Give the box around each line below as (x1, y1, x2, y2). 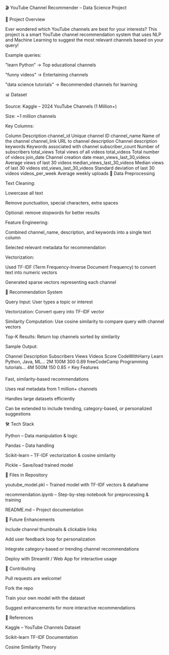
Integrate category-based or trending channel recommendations (5, 546, 139, 552)
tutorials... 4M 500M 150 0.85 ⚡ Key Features (5, 364, 99, 370)
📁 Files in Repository (5, 472, 48, 478)
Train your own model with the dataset (5, 595, 85, 601)
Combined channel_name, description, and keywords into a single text (5, 229, 151, 235)
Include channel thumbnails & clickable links (5, 526, 97, 532)
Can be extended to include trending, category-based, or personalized (5, 405, 152, 412)
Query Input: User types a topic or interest (5, 299, 93, 305)
